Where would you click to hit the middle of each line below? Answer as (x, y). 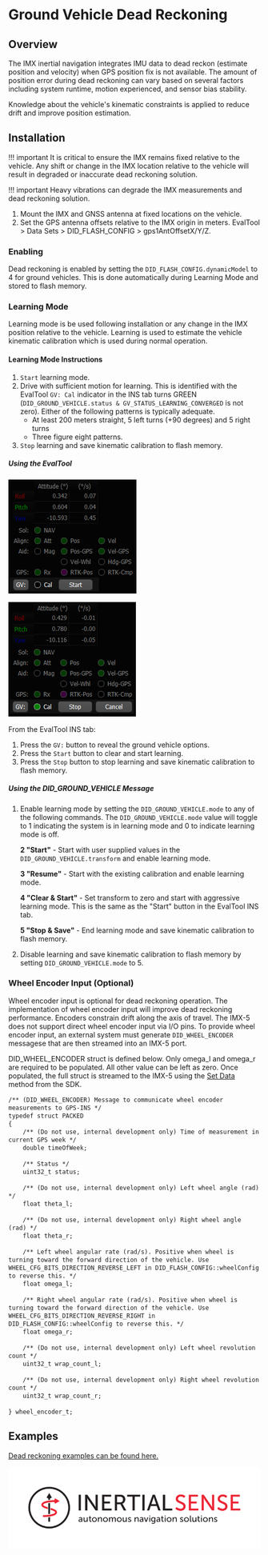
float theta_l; (48, 1204)
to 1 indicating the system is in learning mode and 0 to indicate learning (137, 825)
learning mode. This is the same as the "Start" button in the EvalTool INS (139, 906)
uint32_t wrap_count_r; (62, 1396)
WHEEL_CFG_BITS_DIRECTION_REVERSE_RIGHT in (82, 1316)
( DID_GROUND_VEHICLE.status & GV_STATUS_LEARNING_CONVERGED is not (132, 402)
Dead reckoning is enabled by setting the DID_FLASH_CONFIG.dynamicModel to (133, 269)
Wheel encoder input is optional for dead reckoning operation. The (118, 1001)
